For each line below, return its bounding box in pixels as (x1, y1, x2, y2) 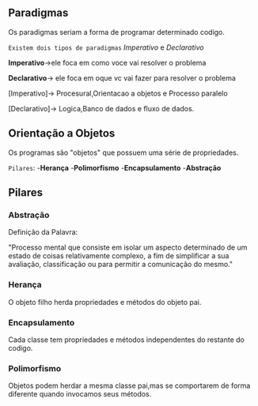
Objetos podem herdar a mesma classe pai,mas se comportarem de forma (8, 381, 251, 390)
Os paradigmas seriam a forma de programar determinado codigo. (8, 27, 226, 36)
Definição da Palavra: (8, 227, 78, 237)
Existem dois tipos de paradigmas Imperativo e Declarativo (8, 43, 204, 52)
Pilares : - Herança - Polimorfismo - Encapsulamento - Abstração (8, 163, 222, 172)
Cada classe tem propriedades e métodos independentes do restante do (8, 335, 245, 344)
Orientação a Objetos (8, 126, 116, 141)
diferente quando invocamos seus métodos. (8, 389, 152, 399)
